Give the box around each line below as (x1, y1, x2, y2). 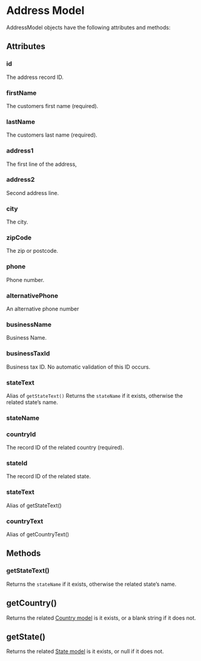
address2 (6, 176, 35, 184)
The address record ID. (6, 74, 64, 81)
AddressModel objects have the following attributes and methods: (6, 24, 171, 31)
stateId (6, 459, 28, 468)
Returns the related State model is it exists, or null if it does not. (6, 648, 164, 655)
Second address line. (6, 189, 59, 196)
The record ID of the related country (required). (6, 444, 124, 451)
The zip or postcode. (6, 247, 59, 255)
